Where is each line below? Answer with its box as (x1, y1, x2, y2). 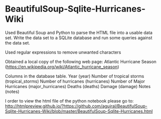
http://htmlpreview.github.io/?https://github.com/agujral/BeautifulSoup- (5, 103, 148, 109)
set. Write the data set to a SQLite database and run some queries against (5, 35, 153, 41)
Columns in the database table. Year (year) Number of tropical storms (5, 73, 145, 79)
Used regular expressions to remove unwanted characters (5, 49, 121, 55)
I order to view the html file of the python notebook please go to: (5, 98, 134, 104)
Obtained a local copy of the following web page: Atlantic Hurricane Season (5, 59, 157, 64)
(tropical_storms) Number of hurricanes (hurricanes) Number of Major (5, 78, 145, 84)
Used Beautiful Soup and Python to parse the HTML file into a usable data (5, 30, 153, 35)
